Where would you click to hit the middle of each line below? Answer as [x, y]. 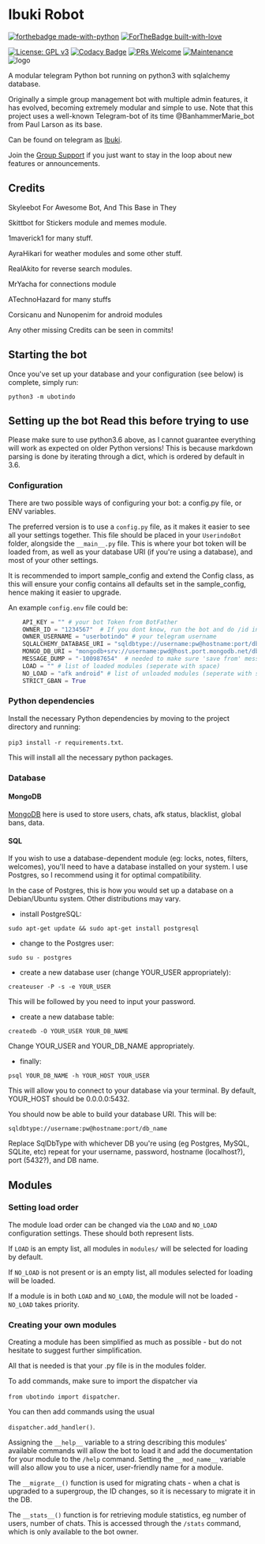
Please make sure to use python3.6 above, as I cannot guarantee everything [132, 440]
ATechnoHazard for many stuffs [60, 299]
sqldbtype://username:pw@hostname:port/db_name [88, 1129]
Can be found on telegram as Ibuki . [65, 139]
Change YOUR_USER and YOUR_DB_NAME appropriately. [102, 1046]
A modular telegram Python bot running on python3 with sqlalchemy [119, 75]
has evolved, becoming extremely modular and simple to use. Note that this [131, 108]
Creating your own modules [62, 1324]
